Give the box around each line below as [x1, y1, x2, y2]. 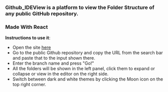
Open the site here [12, 44, 51, 51]
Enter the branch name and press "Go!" [12, 60, 94, 66]
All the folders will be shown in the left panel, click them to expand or [12, 66, 155, 72]
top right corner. [12, 82, 47, 88]
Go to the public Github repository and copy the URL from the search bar [12, 50, 163, 56]
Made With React [5, 23, 48, 30]
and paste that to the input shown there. [12, 55, 95, 61]
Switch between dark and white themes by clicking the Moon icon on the [12, 76, 163, 82]
